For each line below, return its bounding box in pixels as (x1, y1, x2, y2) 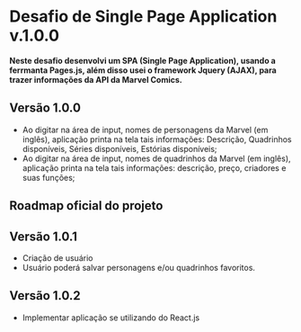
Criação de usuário (22, 252, 93, 263)
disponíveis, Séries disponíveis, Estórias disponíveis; (22, 143, 217, 154)
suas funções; (22, 172, 75, 183)
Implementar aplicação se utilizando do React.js (22, 312, 200, 323)
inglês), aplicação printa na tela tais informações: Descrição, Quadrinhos (22, 133, 292, 145)
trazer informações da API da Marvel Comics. (9, 74, 182, 85)
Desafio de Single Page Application (9, 6, 278, 27)
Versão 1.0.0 (9, 101, 81, 116)
